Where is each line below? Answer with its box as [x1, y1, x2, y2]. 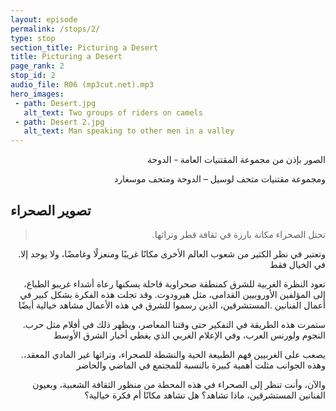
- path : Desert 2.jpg [14, 117, 105, 127]
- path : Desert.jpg [14, 98, 97, 108]
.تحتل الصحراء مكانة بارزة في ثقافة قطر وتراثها [151, 228, 326, 240]
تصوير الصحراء [10, 202, 92, 219]
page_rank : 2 [10, 61, 65, 71]
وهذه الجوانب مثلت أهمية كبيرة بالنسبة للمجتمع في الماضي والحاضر [76, 359, 326, 371]
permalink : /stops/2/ [10, 24, 101, 34]
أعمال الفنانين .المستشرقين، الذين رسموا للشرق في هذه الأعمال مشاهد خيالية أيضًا [18, 299, 326, 311]
